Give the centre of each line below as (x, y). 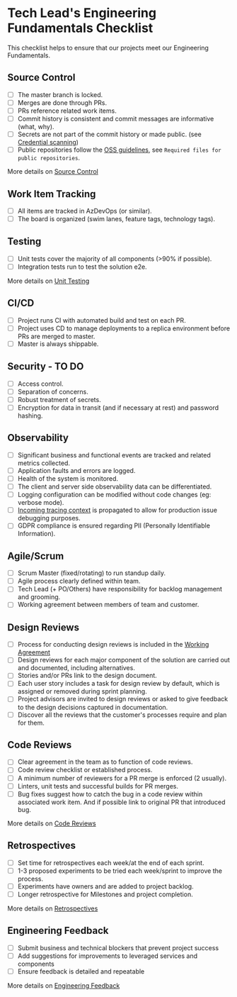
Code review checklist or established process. (85, 770)
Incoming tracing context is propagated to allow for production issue (117, 510)
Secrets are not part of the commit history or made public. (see (109, 134)
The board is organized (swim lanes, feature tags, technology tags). (116, 219)
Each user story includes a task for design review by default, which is (118, 684)
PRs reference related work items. (67, 111)
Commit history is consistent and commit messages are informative (116, 118)
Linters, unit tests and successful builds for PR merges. (98, 786)
